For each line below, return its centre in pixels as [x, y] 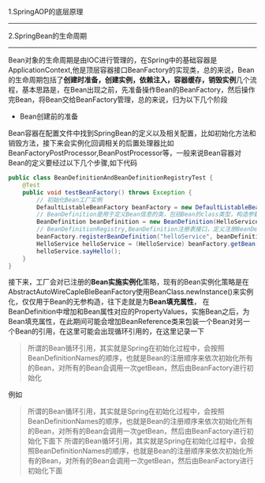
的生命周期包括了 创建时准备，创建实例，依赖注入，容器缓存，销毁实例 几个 [129, 80]
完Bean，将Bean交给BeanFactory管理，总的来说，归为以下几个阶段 [118, 100]
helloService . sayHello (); [79, 251]
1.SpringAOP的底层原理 [46, 11]
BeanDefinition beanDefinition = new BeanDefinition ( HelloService [148, 222]
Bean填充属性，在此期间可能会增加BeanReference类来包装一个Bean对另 [126, 322]
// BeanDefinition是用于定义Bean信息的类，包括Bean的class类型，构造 [142, 215]
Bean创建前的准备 [49, 116]
